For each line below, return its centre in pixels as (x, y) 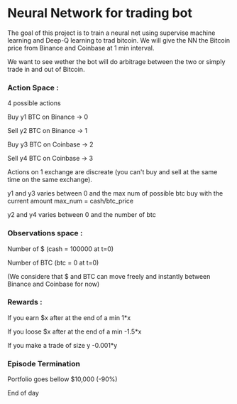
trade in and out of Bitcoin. (46, 69)
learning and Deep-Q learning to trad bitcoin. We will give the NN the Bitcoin (119, 40)
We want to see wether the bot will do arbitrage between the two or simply (116, 61)
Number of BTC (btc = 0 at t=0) (53, 262)
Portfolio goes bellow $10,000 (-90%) (62, 379)
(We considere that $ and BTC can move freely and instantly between (109, 276)
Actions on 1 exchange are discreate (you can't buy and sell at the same (112, 172)
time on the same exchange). (50, 180)
